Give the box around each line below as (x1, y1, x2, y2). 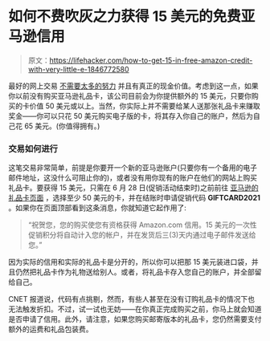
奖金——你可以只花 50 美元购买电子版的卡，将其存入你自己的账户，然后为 (8, 111, 254, 120)
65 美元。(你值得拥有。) (23, 121, 100, 131)
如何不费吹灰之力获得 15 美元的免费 (8, 7, 241, 26)
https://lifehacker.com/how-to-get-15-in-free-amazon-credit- (49, 55, 253, 65)
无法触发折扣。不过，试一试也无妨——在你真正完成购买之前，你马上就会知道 (8, 304, 262, 314)
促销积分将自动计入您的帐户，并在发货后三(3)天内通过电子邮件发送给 (27, 230, 256, 240)
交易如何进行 (8, 143, 59, 154)
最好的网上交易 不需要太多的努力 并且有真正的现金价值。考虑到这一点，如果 (8, 81, 259, 91)
